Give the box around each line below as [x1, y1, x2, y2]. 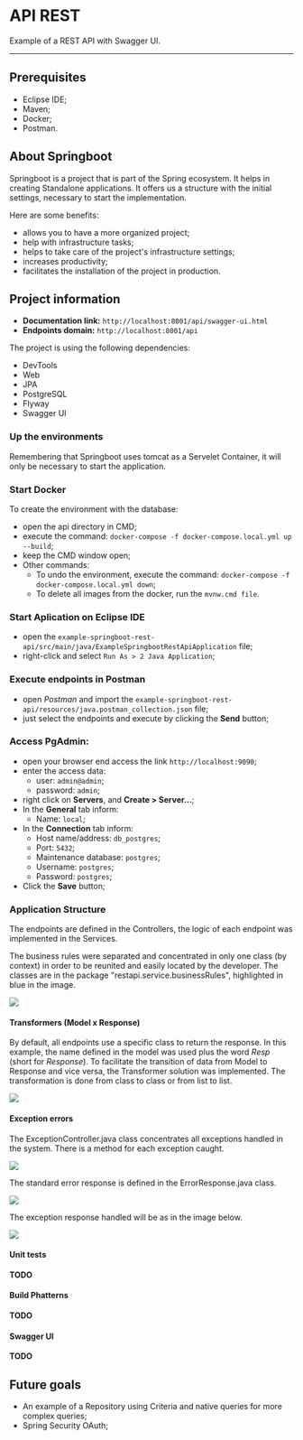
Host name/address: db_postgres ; [35, 832, 161, 843]
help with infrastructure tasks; [22, 237, 134, 247]
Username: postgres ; [35, 861, 115, 872]
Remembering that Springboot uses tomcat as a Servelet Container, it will [9, 451, 281, 461]
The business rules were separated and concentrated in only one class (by [9, 951, 287, 962]
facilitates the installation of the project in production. [22, 265, 221, 276]
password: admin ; [35, 785, 101, 795]
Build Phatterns [9, 1290, 69, 1301]
